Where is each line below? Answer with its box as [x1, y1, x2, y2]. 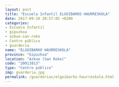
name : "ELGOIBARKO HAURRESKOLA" [5, 47, 71, 52]
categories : [5, 20, 29, 26]
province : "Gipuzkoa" [5, 52, 49, 57]
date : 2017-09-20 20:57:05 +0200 [5, 16, 73, 21]
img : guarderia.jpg [5, 70, 45, 75]
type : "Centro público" [5, 66, 54, 71]
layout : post [5, 7, 32, 12]
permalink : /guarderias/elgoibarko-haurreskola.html [5, 74, 115, 79]
